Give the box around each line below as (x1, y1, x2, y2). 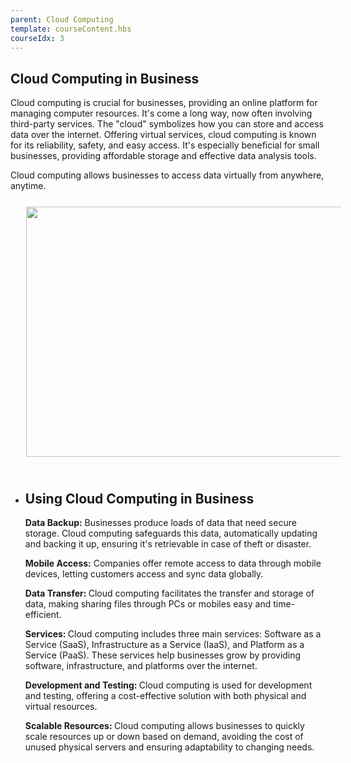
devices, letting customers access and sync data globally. (24, 568, 264, 580)
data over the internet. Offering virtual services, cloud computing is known (10, 129, 317, 141)
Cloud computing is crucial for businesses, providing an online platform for (10, 97, 318, 109)
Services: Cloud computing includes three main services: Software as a (24, 628, 322, 640)
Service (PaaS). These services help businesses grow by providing (24, 649, 302, 661)
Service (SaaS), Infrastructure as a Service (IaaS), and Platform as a (24, 639, 305, 650)
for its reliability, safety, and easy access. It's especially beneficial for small (10, 139, 320, 151)
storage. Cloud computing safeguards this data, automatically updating (24, 527, 318, 539)
